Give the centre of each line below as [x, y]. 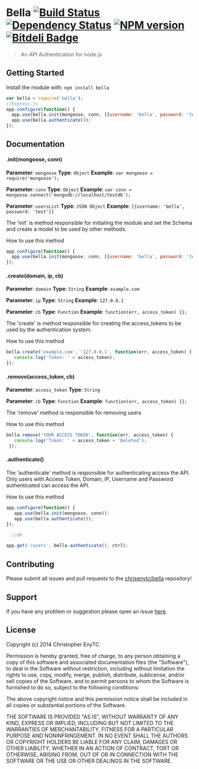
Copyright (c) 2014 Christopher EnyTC [53, 644]
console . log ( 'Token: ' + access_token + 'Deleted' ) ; [80, 441]
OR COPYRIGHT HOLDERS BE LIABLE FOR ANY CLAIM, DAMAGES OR [92, 742]
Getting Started [35, 73]
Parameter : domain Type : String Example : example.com [73, 289]
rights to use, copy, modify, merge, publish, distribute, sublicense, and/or [95, 675]
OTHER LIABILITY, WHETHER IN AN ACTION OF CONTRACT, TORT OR [92, 748]
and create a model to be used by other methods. [67, 229]
